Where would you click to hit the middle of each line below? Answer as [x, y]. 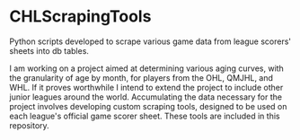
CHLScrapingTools [80, 17]
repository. [29, 125]
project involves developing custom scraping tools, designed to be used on [148, 106]
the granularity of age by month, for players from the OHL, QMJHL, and [141, 77]
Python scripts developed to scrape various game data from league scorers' [150, 41]
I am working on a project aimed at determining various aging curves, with [147, 68]
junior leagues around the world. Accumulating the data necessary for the [146, 97]
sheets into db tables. [49, 50]
